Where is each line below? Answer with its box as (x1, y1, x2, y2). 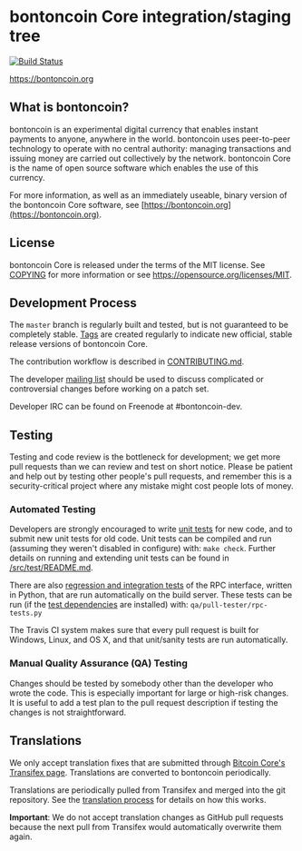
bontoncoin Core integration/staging (9, 6, 292, 27)
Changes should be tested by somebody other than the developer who (9, 678, 274, 688)
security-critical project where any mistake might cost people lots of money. (9, 480, 294, 491)
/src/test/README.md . (9, 562, 93, 573)
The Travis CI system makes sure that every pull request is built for (9, 625, 259, 636)
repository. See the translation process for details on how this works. (9, 794, 267, 805)
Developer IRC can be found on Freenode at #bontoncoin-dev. (9, 401, 243, 412)
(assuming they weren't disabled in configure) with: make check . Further (9, 543, 277, 554)
